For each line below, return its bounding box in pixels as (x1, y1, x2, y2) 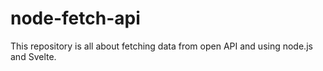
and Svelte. (10, 50, 57, 62)
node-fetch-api (10, 7, 141, 30)
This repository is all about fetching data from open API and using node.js (10, 40, 313, 52)
